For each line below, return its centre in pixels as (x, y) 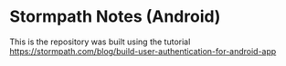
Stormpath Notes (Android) (115, 17)
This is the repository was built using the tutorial (100, 42)
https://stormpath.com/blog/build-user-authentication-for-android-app (143, 51)
